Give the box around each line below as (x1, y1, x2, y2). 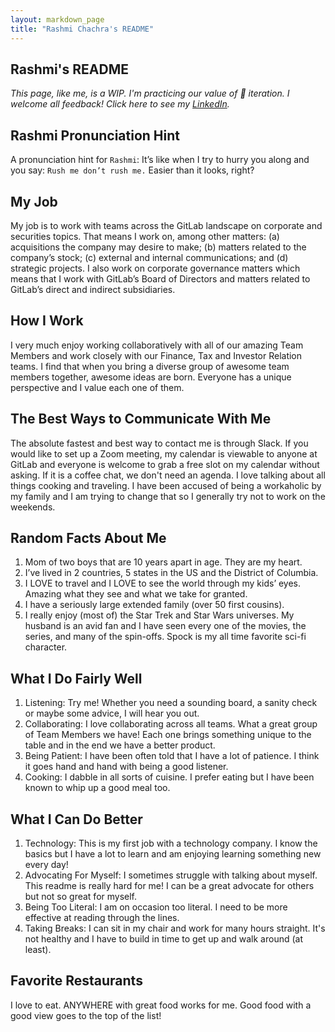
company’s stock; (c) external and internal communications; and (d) (10, 251, 289, 263)
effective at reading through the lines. (24, 912, 180, 923)
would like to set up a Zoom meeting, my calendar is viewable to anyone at (10, 447, 318, 460)
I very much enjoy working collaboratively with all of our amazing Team (10, 339, 304, 351)
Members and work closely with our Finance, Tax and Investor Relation (10, 349, 303, 361)
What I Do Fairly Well (10, 670, 143, 687)
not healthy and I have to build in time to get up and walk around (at (24, 933, 303, 945)
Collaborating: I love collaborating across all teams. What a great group (24, 718, 318, 730)
